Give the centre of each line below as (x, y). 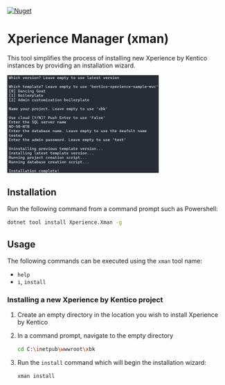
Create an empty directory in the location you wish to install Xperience (118, 315)
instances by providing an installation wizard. (72, 65)
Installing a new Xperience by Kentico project (85, 300)
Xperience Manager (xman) (88, 39)
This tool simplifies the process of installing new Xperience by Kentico (107, 58)
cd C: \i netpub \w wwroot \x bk (56, 350)
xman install (36, 376)
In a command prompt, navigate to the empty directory (95, 336)
